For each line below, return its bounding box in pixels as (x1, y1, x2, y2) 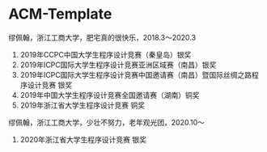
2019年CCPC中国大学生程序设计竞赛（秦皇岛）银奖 (19, 49, 192, 59)
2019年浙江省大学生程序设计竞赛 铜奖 (19, 100, 146, 110)
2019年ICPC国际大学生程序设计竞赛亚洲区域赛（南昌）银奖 (19, 60, 217, 70)
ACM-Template (8, 5, 112, 23)
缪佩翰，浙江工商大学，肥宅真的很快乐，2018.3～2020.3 (8, 32, 197, 42)
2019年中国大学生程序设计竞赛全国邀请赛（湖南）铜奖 (19, 90, 200, 99)
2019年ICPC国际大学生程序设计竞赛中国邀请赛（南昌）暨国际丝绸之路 (19, 70, 252, 79)
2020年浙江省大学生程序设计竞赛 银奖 (19, 134, 147, 144)
